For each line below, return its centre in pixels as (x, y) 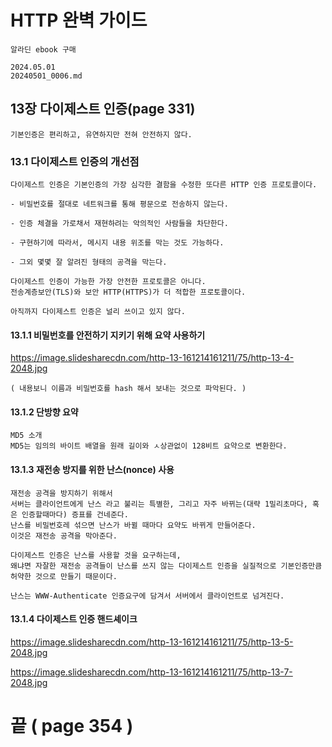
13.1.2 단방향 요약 (44, 412)
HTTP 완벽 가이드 (79, 20)
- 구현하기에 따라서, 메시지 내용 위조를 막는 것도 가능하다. (117, 243)
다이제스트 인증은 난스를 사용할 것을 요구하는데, (96, 555)
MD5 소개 (26, 436)
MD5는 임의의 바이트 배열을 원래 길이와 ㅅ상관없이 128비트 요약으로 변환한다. (149, 446)
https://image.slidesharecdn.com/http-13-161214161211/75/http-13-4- (152, 358)
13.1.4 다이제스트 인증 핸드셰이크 (74, 619)
